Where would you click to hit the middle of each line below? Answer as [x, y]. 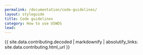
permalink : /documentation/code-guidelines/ [51, 10]
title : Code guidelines [29, 19]
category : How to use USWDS [33, 23]
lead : [10, 28]
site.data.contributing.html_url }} [37, 47]
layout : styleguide [25, 14]
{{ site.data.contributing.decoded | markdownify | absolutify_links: [71, 42]
